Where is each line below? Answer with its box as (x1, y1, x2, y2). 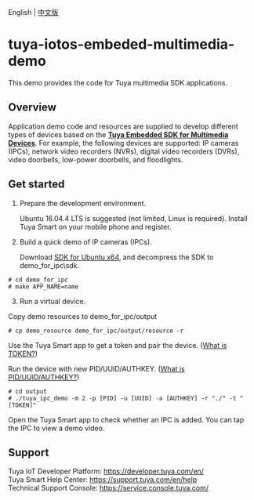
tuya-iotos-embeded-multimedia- (8, 35, 235, 53)
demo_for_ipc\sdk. (19, 260, 80, 270)
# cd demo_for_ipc (8, 276, 68, 284)
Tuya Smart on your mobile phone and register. (19, 222, 172, 231)
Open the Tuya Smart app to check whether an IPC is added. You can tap (8, 415, 245, 424)
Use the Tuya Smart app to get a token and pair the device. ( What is (8, 340, 227, 350)
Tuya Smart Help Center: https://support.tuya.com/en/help (8, 475, 198, 484)
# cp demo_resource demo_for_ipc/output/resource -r (8, 327, 184, 335)
